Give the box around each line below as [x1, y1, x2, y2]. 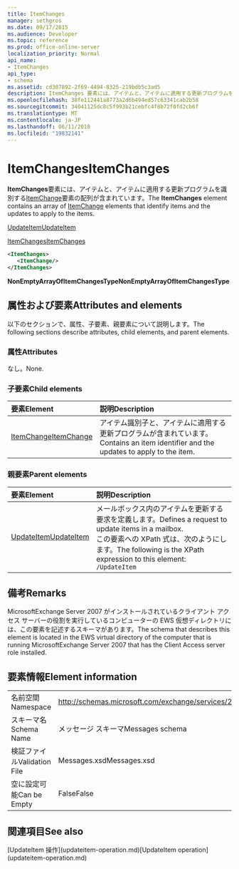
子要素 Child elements [7, 384, 83, 394]
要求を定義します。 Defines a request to [95, 514, 228, 524]
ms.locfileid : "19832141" [7, 130, 84, 137]
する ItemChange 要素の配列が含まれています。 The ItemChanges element [13, 194, 228, 202]
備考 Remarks [7, 587, 67, 600]
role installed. [7, 648, 48, 657]
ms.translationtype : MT [7, 110, 78, 117]
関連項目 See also [7, 825, 84, 838]
